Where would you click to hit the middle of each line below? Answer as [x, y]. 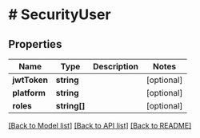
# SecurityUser [60, 15]
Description [116, 67]
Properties [35, 44]
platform [29, 93]
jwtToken [30, 80]
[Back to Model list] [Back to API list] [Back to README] [100, 126]
